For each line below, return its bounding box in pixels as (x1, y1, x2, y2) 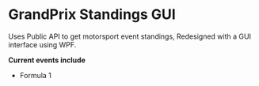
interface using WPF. (8, 39, 77, 49)
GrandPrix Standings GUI (8, 6, 176, 24)
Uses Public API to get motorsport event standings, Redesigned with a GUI (8, 32, 252, 41)
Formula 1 (19, 70, 51, 80)
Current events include (8, 55, 86, 65)
